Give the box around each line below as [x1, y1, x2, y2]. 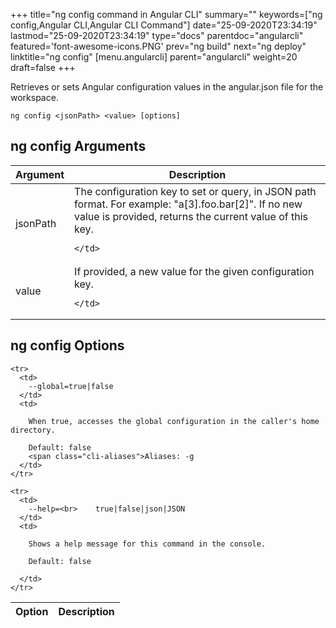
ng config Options [10, 337, 125, 354]
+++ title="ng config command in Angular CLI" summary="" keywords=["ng [10, 9, 323, 20]
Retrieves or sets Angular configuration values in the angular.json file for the [10, 81, 324, 93]
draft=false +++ [10, 62, 76, 73]
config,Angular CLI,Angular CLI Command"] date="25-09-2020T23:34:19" [10, 19, 318, 31]
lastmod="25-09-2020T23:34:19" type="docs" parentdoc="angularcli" [10, 30, 304, 41]
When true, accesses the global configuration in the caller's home [28, 416, 320, 426]
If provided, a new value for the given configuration [74, 264, 315, 278]
